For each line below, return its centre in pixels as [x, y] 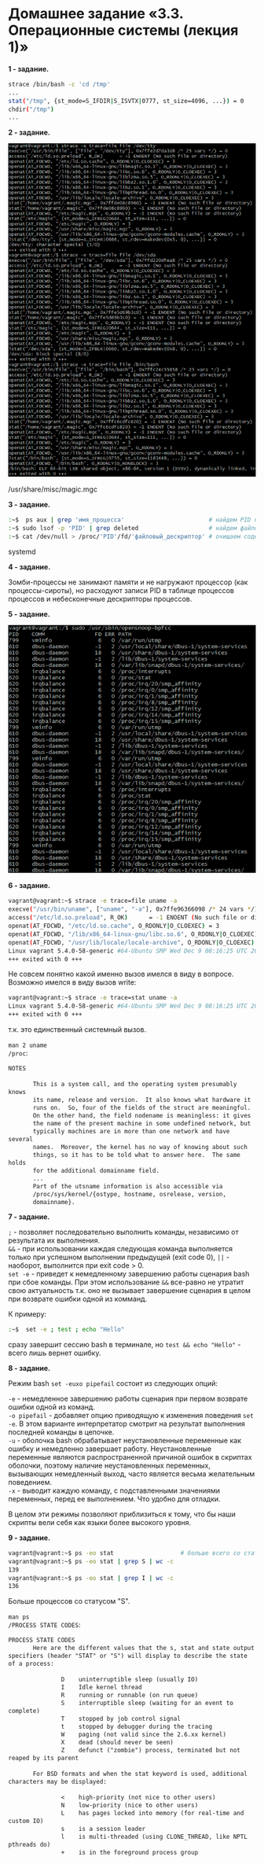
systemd [22, 551]
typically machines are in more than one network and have [131, 1132]
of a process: [31, 1664]
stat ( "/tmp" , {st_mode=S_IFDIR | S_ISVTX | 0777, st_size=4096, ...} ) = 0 [126, 101]
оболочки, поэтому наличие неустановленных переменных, [109, 1465]
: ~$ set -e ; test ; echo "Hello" [66, 1330]
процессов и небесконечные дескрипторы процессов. [100, 599]
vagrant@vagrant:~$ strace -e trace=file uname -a [93, 901]
